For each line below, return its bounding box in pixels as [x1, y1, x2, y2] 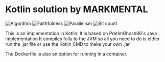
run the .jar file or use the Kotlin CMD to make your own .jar [5, 41, 130, 47]
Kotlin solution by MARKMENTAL [5, 4, 148, 15]
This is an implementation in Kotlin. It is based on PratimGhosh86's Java [5, 30, 157, 36]
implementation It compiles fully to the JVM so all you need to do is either [5, 36, 160, 42]
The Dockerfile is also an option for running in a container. [5, 51, 128, 57]
